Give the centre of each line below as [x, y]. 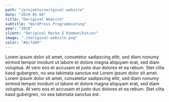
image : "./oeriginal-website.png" [42, 38]
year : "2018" [19, 29]
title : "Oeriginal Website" [35, 19]
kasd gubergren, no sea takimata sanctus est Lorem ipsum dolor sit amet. [81, 73]
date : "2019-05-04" [26, 15]
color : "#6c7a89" [23, 43]
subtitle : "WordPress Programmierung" [46, 24]
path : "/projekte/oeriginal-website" [45, 10]
